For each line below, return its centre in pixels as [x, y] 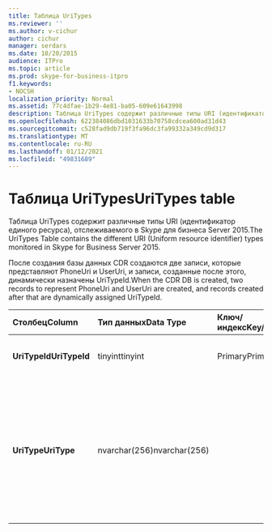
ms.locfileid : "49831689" [52, 159]
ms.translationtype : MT [49, 136]
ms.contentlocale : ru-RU [50, 144]
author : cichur [34, 38]
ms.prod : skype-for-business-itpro [68, 76]
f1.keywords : [30, 83]
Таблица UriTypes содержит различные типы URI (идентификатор [122, 221]
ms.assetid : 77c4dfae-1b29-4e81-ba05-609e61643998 [96, 106]
